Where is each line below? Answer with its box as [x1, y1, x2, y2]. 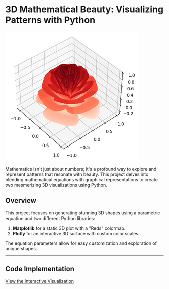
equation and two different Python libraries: [5, 215, 96, 221]
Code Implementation [5, 265, 74, 273]
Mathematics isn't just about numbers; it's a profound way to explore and [5, 166, 157, 172]
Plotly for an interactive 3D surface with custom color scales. [12, 230, 140, 236]
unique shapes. [5, 245, 37, 251]
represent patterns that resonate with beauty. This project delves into [5, 171, 149, 177]
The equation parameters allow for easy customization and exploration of [5, 240, 157, 246]
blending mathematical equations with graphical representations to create [5, 176, 158, 182]
